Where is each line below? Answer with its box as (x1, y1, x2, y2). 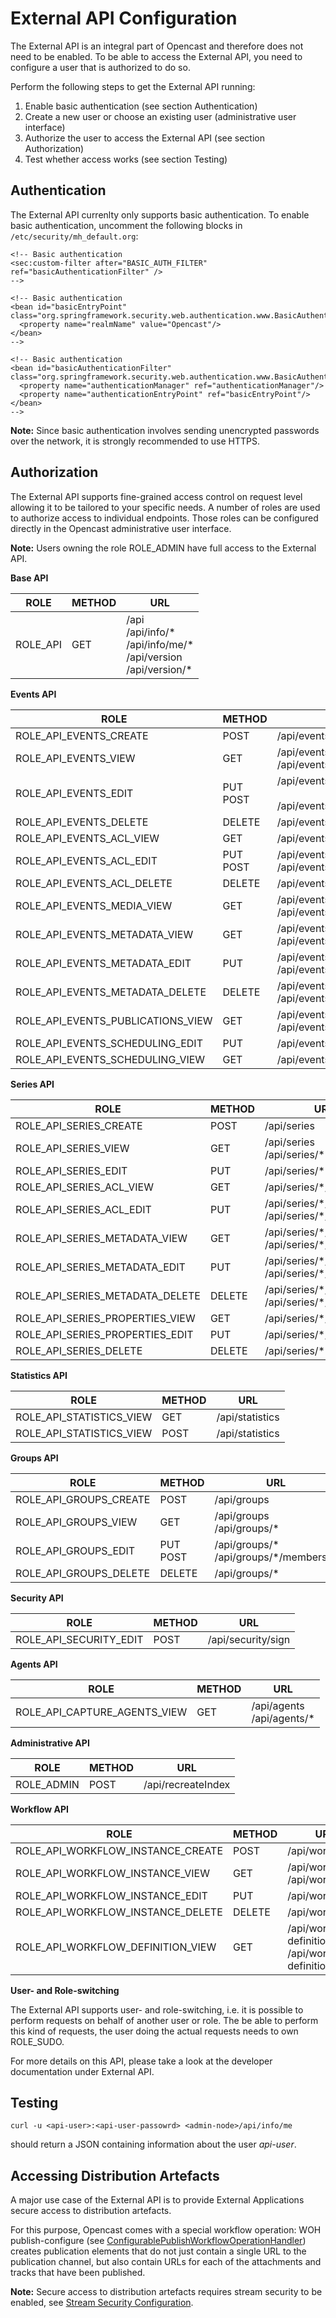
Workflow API (10, 1803, 69, 1815)
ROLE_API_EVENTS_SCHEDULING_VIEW (15, 1052, 206, 1066)
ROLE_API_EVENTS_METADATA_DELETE (15, 985, 207, 999)
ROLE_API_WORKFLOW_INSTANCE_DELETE (15, 1905, 223, 1919)
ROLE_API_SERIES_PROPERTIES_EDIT (15, 1327, 194, 1341)
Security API (10, 1592, 64, 1604)
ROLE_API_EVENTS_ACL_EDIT (15, 853, 158, 867)
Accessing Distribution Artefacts (10, 2167, 220, 2184)
